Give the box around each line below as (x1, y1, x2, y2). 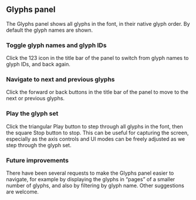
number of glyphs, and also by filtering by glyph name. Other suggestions (6, 182, 185, 189)
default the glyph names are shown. (6, 26, 93, 33)
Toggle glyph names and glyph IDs (6, 41, 107, 49)
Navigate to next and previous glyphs (6, 76, 115, 84)
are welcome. (6, 188, 39, 195)
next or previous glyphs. (6, 95, 65, 102)
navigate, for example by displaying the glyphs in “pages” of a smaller (6, 176, 175, 182)
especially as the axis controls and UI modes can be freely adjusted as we (6, 135, 185, 143)
